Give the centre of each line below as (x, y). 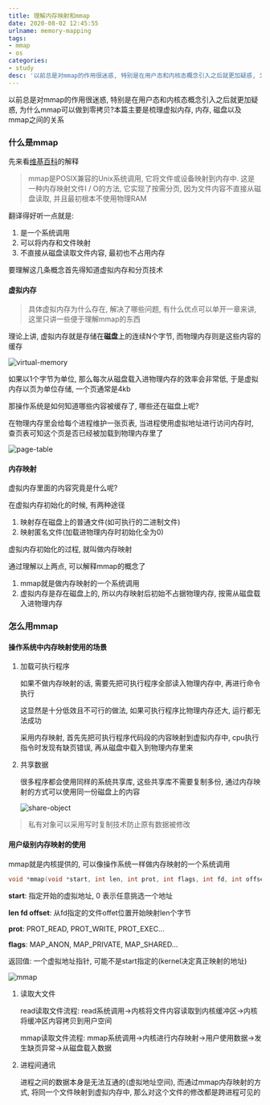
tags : (17, 38)
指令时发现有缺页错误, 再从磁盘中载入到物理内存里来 (106, 747)
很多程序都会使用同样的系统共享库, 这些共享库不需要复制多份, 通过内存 (137, 782)
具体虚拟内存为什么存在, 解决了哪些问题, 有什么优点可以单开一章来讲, (142, 309)
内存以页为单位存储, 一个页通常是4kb (70, 389)
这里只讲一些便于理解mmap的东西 (84, 319)
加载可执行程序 (45, 666)
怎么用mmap (33, 626)
